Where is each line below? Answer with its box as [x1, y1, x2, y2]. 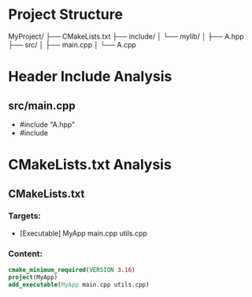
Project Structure [8, 6, 124, 24]
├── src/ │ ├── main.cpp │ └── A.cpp [8, 39, 136, 49]
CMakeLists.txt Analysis [8, 156, 172, 174]
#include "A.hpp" [19, 120, 76, 129]
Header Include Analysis [8, 68, 172, 86]
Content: [8, 248, 43, 259]
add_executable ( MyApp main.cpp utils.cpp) [8, 280, 150, 288]
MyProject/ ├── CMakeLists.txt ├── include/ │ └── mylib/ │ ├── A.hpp [8, 32, 244, 41]
